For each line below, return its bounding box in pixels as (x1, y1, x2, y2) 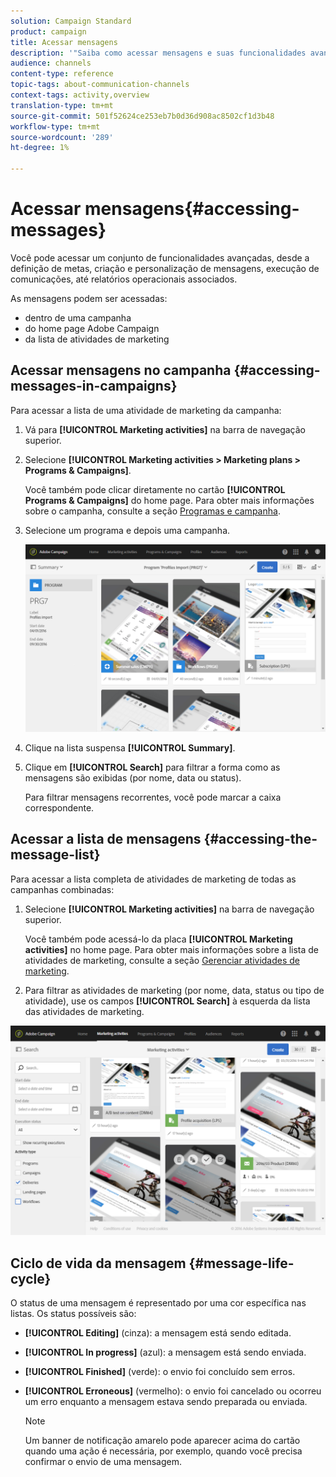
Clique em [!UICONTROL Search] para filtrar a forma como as (24, 761, 281, 773)
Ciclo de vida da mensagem (10, 1255, 187, 1272)
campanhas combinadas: (10, 883, 115, 895)
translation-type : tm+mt (10, 100, 114, 110)
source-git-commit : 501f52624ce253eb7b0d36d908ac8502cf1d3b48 (10, 111, 275, 121)
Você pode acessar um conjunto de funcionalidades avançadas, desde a (10, 251, 310, 264)
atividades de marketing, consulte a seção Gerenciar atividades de (24, 954, 301, 966)
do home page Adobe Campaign (24, 322, 160, 334)
